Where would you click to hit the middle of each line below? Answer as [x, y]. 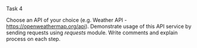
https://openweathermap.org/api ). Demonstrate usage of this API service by [99, 26]
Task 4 [14, 9]
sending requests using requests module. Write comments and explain [92, 33]
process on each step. [33, 39]
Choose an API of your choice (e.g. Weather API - [67, 20]
